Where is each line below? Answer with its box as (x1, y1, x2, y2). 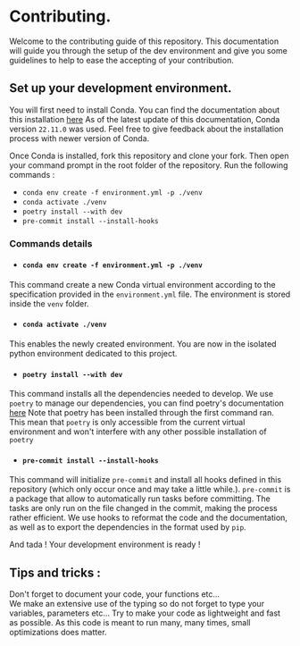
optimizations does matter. (9, 627, 107, 638)
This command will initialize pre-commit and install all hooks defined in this (9, 474, 282, 485)
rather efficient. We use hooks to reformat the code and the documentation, (9, 512, 288, 524)
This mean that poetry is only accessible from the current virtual (9, 417, 246, 428)
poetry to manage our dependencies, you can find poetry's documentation (9, 398, 284, 408)
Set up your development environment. (9, 80, 232, 96)
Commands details (9, 237, 93, 249)
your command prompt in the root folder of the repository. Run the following (9, 159, 288, 171)
